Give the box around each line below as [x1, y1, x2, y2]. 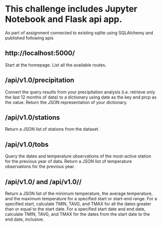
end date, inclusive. [5, 216, 44, 222]
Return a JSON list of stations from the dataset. [5, 126, 99, 132]
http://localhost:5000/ [5, 49, 75, 57]
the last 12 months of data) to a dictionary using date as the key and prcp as [5, 94, 157, 100]
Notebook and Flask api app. [5, 14, 122, 25]
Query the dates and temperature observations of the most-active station [5, 153, 152, 159]
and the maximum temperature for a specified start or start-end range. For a [5, 196, 158, 201]
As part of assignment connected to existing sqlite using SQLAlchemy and [5, 30, 154, 35]
